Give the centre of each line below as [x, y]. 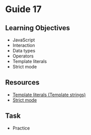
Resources [22, 82]
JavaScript [24, 40]
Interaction [24, 45]
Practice [21, 128]
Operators [23, 56]
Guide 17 [23, 9]
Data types [24, 51]
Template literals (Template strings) [49, 95]
